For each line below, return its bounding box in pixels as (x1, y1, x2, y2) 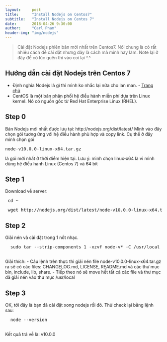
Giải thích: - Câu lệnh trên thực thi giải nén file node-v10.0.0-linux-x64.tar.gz (5, 258, 162, 264)
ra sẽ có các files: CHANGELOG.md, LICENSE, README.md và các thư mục (5, 264, 160, 270)
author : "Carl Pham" (5, 26, 57, 31)
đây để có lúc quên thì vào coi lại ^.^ (17, 55, 91, 60)
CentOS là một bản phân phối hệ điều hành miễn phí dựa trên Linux (12, 93, 150, 99)
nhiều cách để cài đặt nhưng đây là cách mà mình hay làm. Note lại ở (17, 49, 159, 55)
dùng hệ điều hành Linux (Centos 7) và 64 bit (5, 160, 98, 167)
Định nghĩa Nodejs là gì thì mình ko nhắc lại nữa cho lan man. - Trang (12, 82, 154, 88)
